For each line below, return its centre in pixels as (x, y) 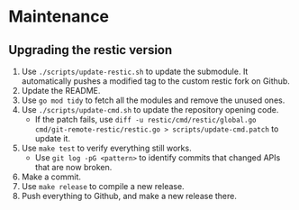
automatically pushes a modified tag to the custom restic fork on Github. (155, 81)
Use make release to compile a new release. (103, 186)
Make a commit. (51, 177)
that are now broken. (73, 167)
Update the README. (61, 91)
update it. (53, 138)
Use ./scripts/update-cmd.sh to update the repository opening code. (150, 110)
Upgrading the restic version (91, 50)
